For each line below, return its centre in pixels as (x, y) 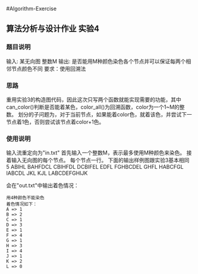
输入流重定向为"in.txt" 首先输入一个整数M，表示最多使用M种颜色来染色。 (96, 153)
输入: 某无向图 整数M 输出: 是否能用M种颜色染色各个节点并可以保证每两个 (96, 61)
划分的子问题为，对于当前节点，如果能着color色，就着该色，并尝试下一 (105, 114)
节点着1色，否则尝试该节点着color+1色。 (55, 122)
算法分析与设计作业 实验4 (53, 29)
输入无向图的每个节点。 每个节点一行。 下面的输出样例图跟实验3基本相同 (100, 160)
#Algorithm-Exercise (32, 9)
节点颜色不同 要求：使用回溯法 (48, 68)
